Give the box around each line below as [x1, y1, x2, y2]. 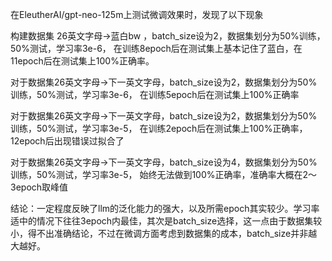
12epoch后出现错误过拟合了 [10, 135, 125, 147]
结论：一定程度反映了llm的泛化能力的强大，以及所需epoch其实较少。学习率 [10, 203, 320, 214]
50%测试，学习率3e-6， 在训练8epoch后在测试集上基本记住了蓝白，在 [10, 43, 303, 54]
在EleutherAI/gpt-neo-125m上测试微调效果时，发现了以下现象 [10, 9, 264, 20]
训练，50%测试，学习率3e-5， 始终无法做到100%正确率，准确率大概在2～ [10, 169, 318, 180]
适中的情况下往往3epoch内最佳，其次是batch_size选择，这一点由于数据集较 [10, 215, 323, 227]
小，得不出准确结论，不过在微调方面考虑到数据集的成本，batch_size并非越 [10, 228, 318, 239]
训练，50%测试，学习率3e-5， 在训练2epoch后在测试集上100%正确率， [10, 123, 308, 134]
